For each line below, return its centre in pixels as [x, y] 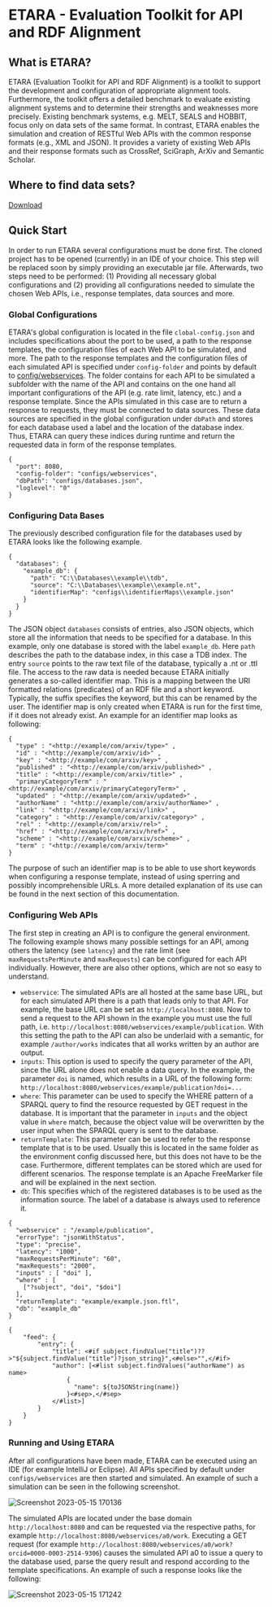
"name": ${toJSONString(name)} [127, 1387]
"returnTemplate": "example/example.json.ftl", [98, 1301]
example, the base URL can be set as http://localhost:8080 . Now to [136, 1009]
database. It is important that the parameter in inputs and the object [134, 1113]
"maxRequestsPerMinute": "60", [69, 1259]
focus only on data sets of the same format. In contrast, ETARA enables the [134, 125]
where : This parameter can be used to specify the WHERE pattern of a [136, 1096]
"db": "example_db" [49, 1308]
